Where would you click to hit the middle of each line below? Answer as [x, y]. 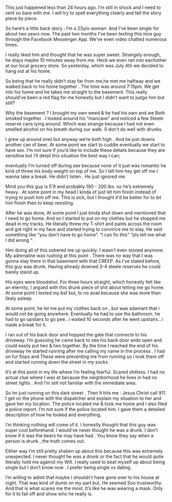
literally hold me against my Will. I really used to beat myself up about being [85, 462]
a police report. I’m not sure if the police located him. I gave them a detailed [85, 409]
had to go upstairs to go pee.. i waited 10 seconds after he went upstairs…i [84, 319]
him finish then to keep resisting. [40, 203]
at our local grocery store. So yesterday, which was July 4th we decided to [84, 66]
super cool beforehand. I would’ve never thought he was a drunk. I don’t [82, 430]
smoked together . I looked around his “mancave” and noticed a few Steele [84, 118]
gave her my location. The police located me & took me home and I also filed [86, 404]
